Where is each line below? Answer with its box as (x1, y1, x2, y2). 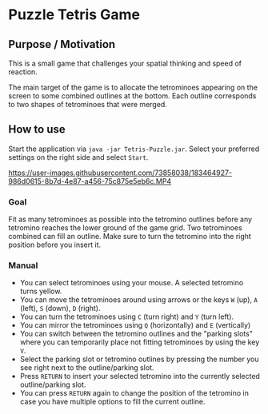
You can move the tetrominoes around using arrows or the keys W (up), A (19, 295, 258, 305)
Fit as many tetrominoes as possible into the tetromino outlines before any (8, 214, 253, 225)
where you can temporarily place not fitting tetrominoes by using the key (19, 337, 260, 347)
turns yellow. (19, 286, 62, 297)
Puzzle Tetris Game (8, 6, 140, 24)
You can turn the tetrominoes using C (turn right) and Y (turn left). (19, 312, 234, 321)
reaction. (8, 67, 38, 77)
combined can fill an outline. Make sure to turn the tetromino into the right (8, 232, 252, 241)
